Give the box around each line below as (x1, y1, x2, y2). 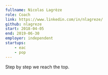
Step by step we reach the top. (5, 64, 69, 70)
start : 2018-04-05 (5, 26, 44, 31)
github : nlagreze (5, 21, 42, 27)
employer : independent (5, 36, 53, 41)
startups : (5, 41, 26, 46)
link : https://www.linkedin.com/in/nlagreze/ (5, 17, 103, 22)
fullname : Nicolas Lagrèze (5, 7, 62, 13)
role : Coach (5, 12, 30, 17)
